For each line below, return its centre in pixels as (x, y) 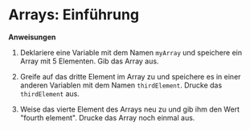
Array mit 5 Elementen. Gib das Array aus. (89, 61)
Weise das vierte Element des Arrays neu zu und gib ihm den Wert (129, 109)
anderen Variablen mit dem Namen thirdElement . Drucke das (121, 85)
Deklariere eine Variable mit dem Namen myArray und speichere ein (131, 52)
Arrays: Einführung (74, 15)
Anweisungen (32, 37)
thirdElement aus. (50, 93)
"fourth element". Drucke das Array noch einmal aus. (107, 117)
